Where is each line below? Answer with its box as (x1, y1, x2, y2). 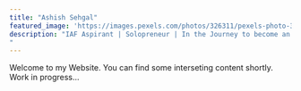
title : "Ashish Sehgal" (9, 12, 99, 22)
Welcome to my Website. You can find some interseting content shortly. (9, 62, 273, 73)
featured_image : (9, 21, 70, 30)
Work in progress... (9, 72, 80, 83)
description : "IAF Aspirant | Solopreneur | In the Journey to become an (9, 29, 291, 38)
